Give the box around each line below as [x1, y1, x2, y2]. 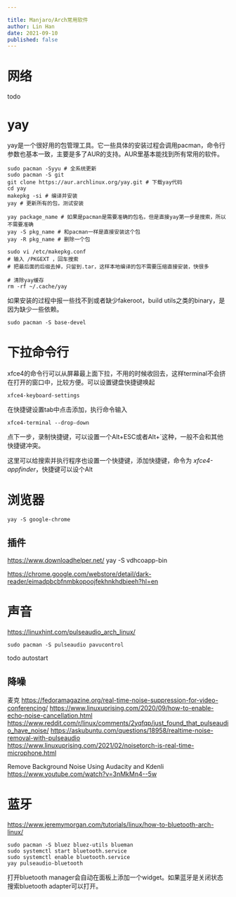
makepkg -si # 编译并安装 [7, 193, 78, 200]
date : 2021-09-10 [7, 30, 58, 37]
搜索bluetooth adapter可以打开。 [7, 882, 103, 890]
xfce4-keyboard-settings [7, 392, 80, 400]
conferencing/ [7, 704, 48, 712]
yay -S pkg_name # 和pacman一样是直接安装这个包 [7, 229, 140, 236]
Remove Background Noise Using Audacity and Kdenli [7, 762, 164, 770]
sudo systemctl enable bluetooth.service [7, 853, 131, 860]
